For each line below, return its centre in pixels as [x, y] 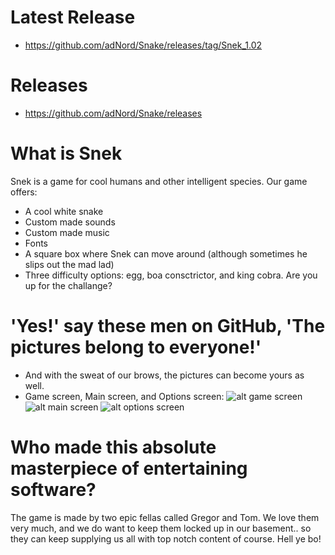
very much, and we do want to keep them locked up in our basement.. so [161, 528]
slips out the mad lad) [69, 264]
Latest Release [73, 17]
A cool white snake [64, 211]
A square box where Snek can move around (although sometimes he [166, 253]
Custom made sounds [70, 222]
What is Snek [66, 153]
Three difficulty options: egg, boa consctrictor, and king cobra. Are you [171, 275]
